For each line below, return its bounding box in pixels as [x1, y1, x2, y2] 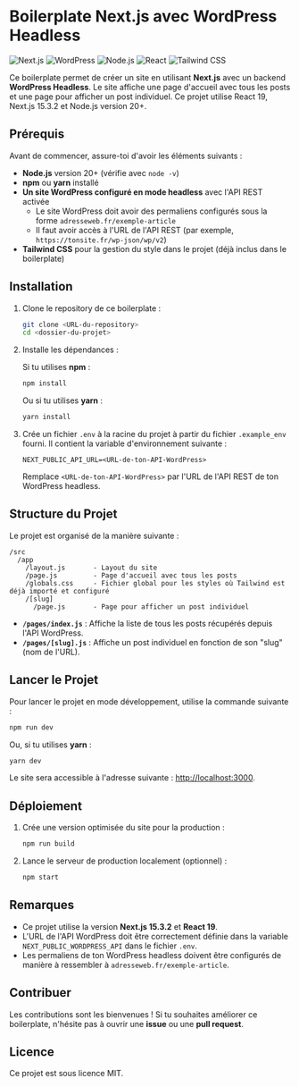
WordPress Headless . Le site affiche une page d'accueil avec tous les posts [9, 81, 291, 92]
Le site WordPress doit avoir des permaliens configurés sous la [35, 206, 268, 216]
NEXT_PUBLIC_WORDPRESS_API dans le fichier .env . [21, 940, 198, 951]
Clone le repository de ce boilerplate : [21, 302, 162, 314]
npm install [21, 379, 67, 388]
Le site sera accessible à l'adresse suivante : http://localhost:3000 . [9, 772, 256, 783]
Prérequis [9, 127, 65, 142]
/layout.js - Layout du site [25, 563, 158, 572]
